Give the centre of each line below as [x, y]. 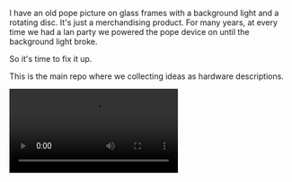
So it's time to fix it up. [51, 59]
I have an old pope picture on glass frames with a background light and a [144, 13]
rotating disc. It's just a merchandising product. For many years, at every [144, 22]
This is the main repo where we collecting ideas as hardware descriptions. [147, 76]
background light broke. [53, 41]
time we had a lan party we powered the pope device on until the [129, 32]
